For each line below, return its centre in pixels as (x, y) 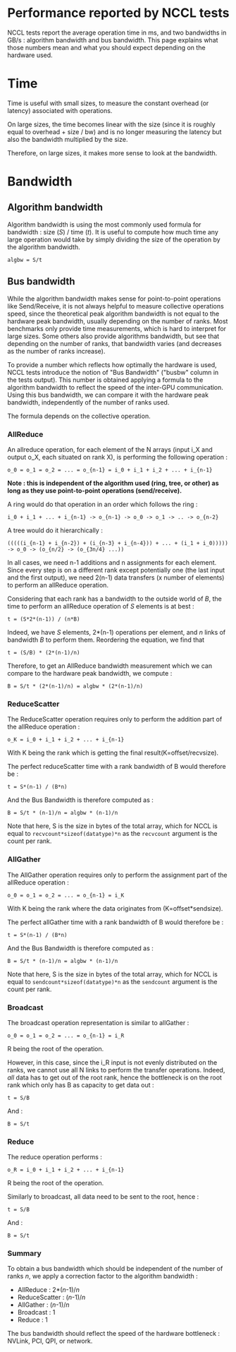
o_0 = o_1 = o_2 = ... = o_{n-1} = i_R (66, 1036)
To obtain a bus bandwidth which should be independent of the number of (115, 1269)
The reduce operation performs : (55, 1157)
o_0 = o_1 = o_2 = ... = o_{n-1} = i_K (66, 895)
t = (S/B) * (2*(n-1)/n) (44, 652)
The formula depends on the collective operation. (79, 416)
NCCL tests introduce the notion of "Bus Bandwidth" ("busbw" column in (113, 372)
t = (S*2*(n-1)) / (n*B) (44, 619)
